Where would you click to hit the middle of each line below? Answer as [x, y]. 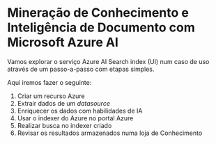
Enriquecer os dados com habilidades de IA [80, 111]
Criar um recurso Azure [51, 96]
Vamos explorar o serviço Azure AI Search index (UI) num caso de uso [108, 61]
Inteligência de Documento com [101, 27]
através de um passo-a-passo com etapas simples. [81, 69]
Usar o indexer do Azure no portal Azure [75, 118]
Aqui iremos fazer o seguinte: [49, 82]
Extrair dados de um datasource [63, 103]
